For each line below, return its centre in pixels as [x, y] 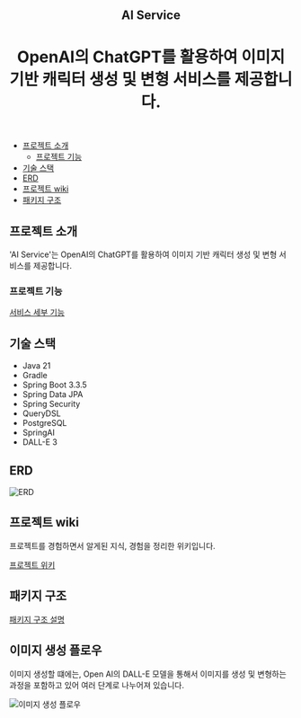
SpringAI [39, 433]
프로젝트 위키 [32, 564]
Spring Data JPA [53, 394]
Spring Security [51, 404]
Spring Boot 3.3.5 [54, 385]
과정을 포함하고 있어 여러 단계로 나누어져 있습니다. [97, 685]
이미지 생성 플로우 [56, 651]
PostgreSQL [44, 423]
